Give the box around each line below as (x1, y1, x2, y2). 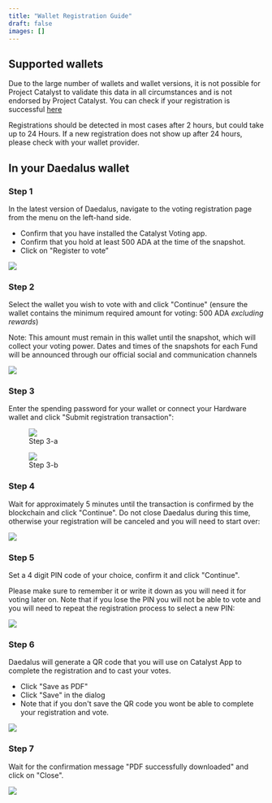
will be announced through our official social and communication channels (8, 350, 257, 360)
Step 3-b (28, 460, 58, 470)
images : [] (8, 27, 45, 35)
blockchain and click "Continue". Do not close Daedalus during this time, (8, 507, 251, 517)
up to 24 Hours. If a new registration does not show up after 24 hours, (8, 129, 243, 139)
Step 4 (8, 480, 35, 492)
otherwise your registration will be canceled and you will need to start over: (8, 516, 261, 526)
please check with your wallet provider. (8, 137, 140, 147)
